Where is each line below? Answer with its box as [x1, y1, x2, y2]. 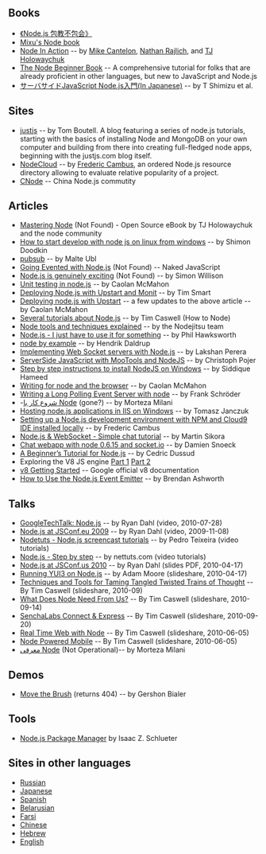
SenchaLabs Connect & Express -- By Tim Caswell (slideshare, [19, 611, 226, 621]
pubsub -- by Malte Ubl [19, 254, 97, 263]
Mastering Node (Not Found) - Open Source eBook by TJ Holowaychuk [19, 220, 253, 230]
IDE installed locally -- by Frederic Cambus [19, 423, 160, 433]
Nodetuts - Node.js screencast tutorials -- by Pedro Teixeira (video [19, 535, 239, 544]
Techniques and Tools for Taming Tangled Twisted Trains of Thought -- [19, 577, 254, 587]
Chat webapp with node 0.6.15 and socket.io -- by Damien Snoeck [19, 440, 237, 450]
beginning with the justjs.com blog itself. [19, 150, 152, 160]
